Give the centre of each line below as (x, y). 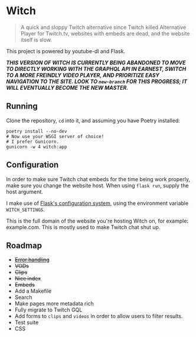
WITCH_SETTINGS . (26, 209)
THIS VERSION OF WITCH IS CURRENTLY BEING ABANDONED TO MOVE (96, 63)
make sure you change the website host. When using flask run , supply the (97, 185)
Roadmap (24, 245)
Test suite (27, 322)
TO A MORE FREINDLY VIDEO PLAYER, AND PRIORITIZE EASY (83, 75)
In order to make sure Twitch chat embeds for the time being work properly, (98, 179)
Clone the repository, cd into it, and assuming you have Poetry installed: (93, 120)
